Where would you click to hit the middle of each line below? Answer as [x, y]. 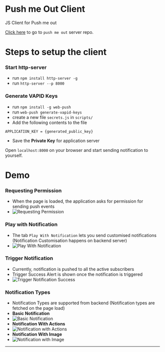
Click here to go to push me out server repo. [49, 32]
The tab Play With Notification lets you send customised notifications [84, 235]
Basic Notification [31, 314]
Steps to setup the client [56, 52]
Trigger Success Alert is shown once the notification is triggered [77, 274]
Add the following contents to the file [50, 122]
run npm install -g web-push [41, 107]
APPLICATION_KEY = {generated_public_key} [49, 131]
